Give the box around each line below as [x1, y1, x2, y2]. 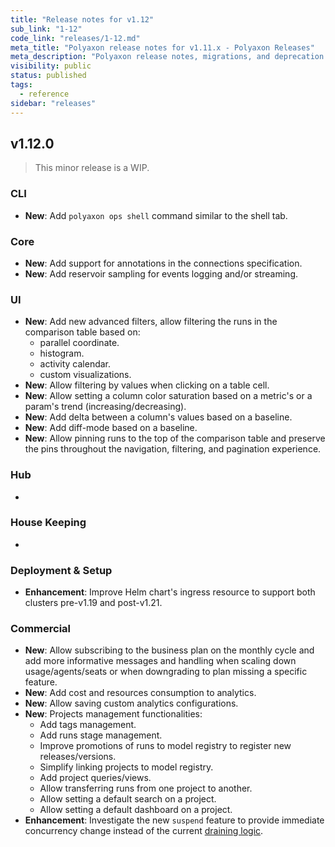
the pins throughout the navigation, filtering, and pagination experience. [24, 443, 322, 455]
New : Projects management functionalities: [24, 708, 203, 720]
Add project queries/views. [39, 772, 152, 784]
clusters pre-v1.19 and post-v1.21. [24, 597, 163, 609]
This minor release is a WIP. [34, 162, 150, 174]
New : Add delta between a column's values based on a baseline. [24, 411, 293, 423]
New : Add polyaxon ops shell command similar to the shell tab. [24, 209, 288, 221]
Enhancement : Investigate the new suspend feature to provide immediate [24, 814, 325, 826]
